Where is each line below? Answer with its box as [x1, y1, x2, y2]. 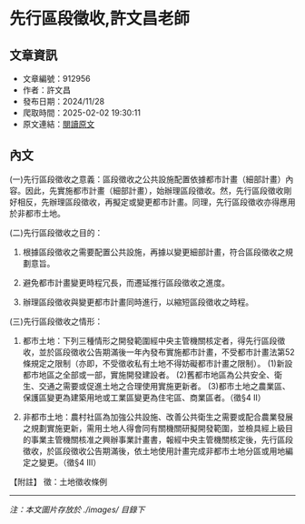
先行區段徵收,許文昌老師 [9, 8, 191, 29]
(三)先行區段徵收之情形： [9, 316, 103, 327]
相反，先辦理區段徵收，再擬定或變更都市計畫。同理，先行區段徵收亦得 [16, 196, 280, 207]
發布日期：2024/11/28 [22, 96, 105, 106]
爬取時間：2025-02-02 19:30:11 [22, 107, 141, 118]
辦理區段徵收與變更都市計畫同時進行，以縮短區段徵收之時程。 [22, 297, 254, 307]
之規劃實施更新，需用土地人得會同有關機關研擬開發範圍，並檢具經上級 [22, 422, 286, 433]
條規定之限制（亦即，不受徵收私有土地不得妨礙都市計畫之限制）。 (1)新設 [22, 358, 293, 368]
